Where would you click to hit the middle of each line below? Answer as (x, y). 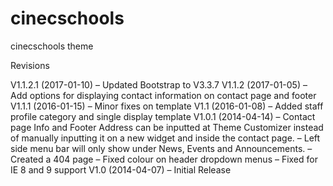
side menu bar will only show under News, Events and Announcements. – (161, 148)
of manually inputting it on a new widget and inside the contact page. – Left (165, 138)
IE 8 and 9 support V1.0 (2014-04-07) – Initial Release (121, 169)
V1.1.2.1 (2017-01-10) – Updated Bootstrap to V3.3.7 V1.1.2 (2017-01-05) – (159, 84)
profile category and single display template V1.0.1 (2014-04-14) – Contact (163, 116)
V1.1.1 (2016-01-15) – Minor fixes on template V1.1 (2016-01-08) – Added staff (167, 106)
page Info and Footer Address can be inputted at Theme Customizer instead (167, 127)
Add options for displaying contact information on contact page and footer (163, 95)
